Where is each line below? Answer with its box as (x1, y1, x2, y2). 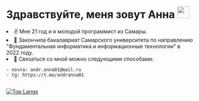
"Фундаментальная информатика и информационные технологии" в (6, 42, 181, 50)
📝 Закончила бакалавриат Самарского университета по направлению (14, 36, 193, 43)
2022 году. (6, 49, 34, 56)
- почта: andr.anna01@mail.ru (6, 67, 82, 72)
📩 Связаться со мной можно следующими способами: (14, 55, 154, 62)
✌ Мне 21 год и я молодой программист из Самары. (14, 27, 148, 35)
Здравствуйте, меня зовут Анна (6, 8, 175, 21)
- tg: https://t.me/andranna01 (6, 72, 84, 78)
